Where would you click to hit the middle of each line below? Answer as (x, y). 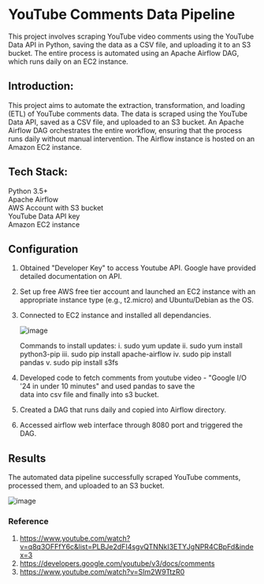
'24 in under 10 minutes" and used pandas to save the (107, 386)
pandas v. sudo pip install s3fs (69, 363)
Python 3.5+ (28, 191)
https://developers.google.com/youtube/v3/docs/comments (117, 564)
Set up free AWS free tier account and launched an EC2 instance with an (138, 292)
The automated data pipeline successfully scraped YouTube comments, (125, 478)
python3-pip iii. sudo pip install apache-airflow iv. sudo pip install (125, 354)
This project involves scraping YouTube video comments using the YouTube (131, 36)
